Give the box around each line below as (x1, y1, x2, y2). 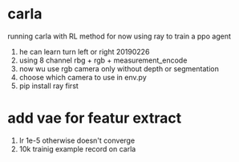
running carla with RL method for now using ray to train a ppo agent (7, 31, 232, 41)
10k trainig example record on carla (18, 144, 136, 153)
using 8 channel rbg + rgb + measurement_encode (18, 55, 188, 65)
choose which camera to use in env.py (18, 72, 148, 82)
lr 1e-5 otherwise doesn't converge (18, 136, 136, 145)
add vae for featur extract (7, 109, 182, 128)
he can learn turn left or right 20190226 (18, 47, 150, 56)
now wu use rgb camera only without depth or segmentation (18, 63, 220, 73)
